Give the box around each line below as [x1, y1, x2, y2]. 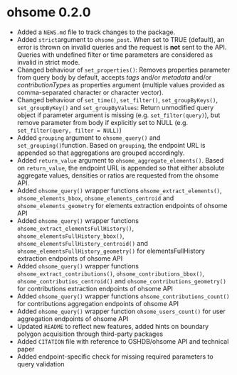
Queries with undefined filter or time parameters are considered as [16, 50, 214, 59]
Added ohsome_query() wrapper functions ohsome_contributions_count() [16, 292, 230, 300]
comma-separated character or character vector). [16, 88, 164, 97]
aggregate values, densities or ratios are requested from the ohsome [16, 171, 218, 180]
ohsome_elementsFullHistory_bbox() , [16, 232, 125, 240]
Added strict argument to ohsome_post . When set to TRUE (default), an [16, 35, 225, 43]
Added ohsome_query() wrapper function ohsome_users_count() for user [16, 307, 226, 315]
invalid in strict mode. [16, 58, 80, 66]
